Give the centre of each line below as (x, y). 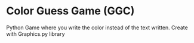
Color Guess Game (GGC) (70, 11)
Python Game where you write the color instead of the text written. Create (97, 27)
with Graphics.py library (36, 33)
